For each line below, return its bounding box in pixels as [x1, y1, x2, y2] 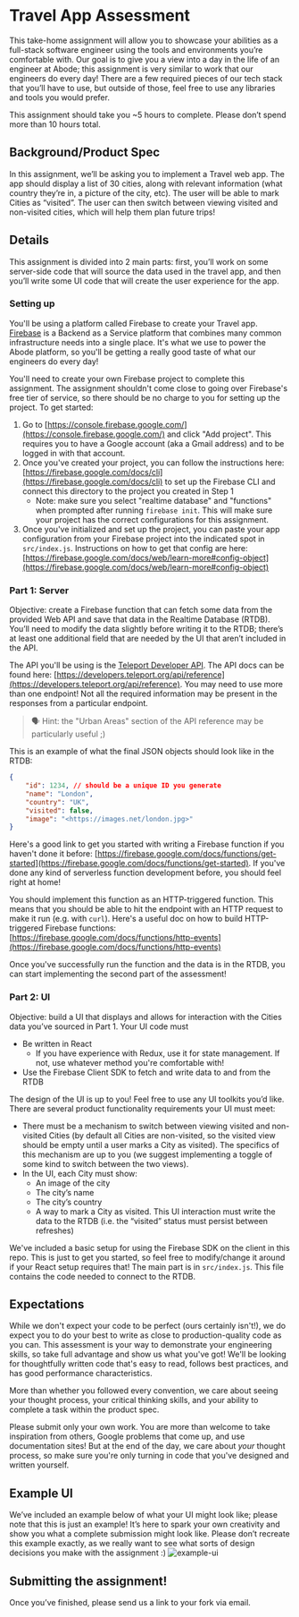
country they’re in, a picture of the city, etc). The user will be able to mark [9, 187, 279, 198]
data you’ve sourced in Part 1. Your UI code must [9, 1021, 189, 1032]
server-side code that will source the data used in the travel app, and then [9, 266, 281, 277]
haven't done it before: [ [9, 848, 98, 859]
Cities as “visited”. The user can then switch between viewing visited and [9, 197, 278, 208]
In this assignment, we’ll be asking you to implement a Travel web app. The [9, 168, 286, 179]
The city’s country [35, 1196, 103, 1207]
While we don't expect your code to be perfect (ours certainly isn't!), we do [9, 1321, 287, 1332]
